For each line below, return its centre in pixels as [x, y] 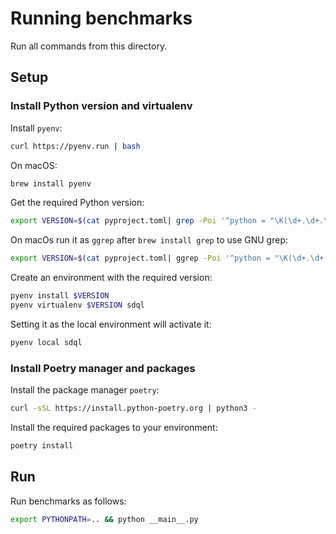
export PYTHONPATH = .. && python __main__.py [104, 519]
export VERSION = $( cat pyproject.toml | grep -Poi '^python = [138, 221]
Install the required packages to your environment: [114, 427]
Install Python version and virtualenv [101, 106]
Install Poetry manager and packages [103, 368]
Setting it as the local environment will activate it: [111, 324]
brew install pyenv [51, 183]
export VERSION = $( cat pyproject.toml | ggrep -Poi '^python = [140, 258]
